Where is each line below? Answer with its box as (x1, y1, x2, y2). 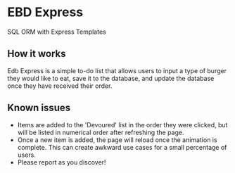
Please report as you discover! (17, 158, 106, 166)
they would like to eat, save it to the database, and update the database (7, 74, 215, 82)
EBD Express (7, 4, 84, 20)
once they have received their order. (7, 82, 113, 90)
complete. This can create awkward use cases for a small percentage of (17, 143, 227, 151)
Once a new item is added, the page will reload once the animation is (17, 135, 217, 144)
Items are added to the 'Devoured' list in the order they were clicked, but (17, 120, 228, 129)
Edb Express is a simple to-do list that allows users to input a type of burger (7, 66, 227, 75)
